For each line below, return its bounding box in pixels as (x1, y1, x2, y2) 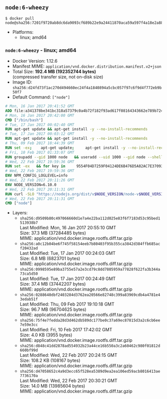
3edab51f (19, 297, 38, 302)
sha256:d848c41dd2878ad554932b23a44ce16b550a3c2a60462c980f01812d (19, 343, 161, 349)
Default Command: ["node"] (12, 94, 71, 100)
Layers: (12, 210, 28, 216)
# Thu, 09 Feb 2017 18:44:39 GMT (5, 141, 75, 146)
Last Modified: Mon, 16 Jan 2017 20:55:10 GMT (19, 225, 116, 231)
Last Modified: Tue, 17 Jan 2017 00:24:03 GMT (19, 250, 116, 256)
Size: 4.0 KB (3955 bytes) (19, 332, 73, 338)
